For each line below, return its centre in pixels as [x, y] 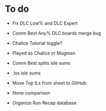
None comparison [31, 92]
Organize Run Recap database [44, 103]
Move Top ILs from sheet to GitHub [49, 83]
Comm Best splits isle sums [41, 63]
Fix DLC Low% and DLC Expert [45, 23]
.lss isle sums [26, 73]
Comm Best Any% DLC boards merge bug [57, 33]
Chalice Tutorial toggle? [37, 43]
